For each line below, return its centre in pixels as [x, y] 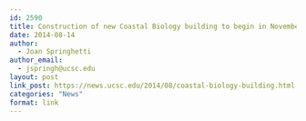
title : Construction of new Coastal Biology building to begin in [138, 26]
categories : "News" [46, 94]
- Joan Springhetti [55, 52]
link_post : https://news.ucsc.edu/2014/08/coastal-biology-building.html [153, 86]
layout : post [34, 77]
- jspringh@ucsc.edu [56, 69]
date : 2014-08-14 [42, 35]
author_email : [36, 60]
